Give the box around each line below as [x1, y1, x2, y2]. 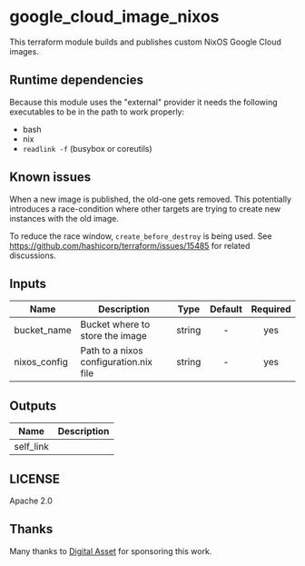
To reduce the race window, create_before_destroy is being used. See [9, 230, 272, 242]
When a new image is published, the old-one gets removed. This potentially [9, 194, 292, 204]
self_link [14, 441, 50, 453]
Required [251, 303, 291, 315]
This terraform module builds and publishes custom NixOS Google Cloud [9, 36, 281, 47]
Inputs [9, 275, 47, 292]
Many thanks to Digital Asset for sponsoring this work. [9, 545, 212, 556]
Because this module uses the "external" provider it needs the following [9, 96, 279, 107]
